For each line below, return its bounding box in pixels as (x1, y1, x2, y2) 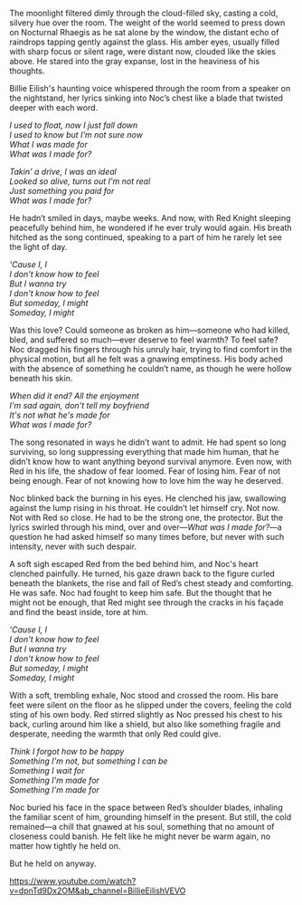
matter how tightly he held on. (9, 841, 121, 851)
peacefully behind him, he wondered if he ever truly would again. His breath (9, 222, 292, 233)
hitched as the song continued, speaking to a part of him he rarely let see (9, 232, 282, 243)
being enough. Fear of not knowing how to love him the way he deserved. (9, 476, 284, 486)
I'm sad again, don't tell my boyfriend (9, 400, 149, 410)
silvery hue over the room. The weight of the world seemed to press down (9, 17, 286, 28)
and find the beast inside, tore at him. (9, 607, 149, 617)
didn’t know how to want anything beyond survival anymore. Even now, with (9, 457, 292, 467)
